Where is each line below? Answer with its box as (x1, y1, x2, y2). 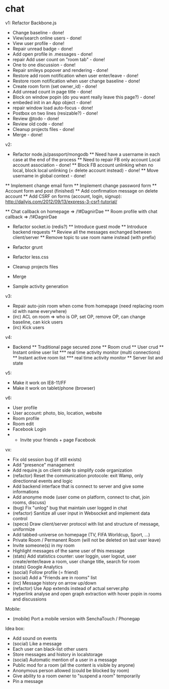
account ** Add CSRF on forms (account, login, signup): (5, 193, 122, 199)
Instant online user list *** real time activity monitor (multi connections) (12, 349, 160, 355)
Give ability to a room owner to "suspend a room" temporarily (12, 673, 140, 679)
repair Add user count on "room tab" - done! (12, 56, 105, 62)
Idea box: (5, 625, 25, 631)
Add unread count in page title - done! (12, 88, 92, 95)
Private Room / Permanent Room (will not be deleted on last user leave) (12, 537, 161, 543)
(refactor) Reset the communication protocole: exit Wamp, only (12, 472, 144, 478)
